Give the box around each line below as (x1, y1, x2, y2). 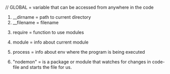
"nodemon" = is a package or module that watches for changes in (12, 59, 151, 65)
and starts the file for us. (20, 64, 72, 70)
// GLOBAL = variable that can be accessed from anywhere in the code (5, 5, 154, 10)
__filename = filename (12, 20, 59, 25)
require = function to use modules (12, 29, 84, 35)
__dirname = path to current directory (12, 14, 91, 20)
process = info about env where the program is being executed (12, 49, 145, 55)
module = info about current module (12, 39, 89, 45)
